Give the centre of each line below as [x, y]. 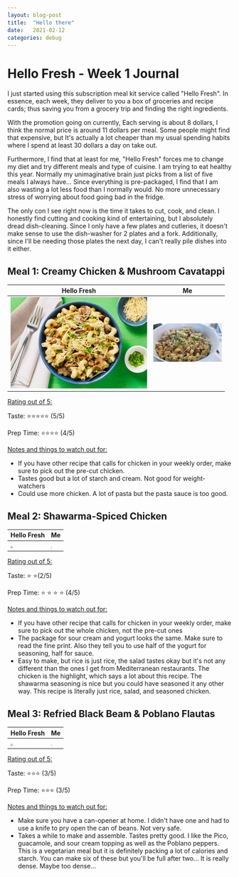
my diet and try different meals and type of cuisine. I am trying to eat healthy [119, 167]
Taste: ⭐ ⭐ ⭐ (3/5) [32, 774]
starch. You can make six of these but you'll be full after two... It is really [123, 858]
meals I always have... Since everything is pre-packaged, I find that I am [113, 182]
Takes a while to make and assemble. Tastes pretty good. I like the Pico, [123, 836]
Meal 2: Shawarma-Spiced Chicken [87, 516]
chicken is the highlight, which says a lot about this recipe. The [110, 676]
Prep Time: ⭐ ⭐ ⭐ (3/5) [39, 790]
